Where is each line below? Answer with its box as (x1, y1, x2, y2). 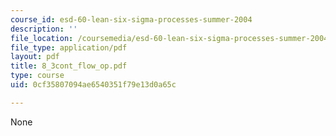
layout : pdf (10, 52, 60, 62)
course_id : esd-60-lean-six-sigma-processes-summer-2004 (10, 14, 253, 25)
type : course (10, 71, 65, 81)
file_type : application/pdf (10, 42, 128, 53)
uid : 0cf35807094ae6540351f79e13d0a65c (10, 80, 177, 90)
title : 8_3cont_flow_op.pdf (10, 61, 128, 71)
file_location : (10, 33, 74, 43)
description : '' (10, 24, 78, 34)
